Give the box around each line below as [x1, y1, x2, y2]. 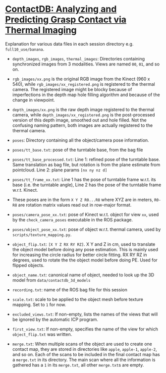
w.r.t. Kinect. [12, 187, 38, 193]
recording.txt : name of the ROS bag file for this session [12, 286, 127, 293]
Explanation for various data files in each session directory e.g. [5, 41, 134, 47]
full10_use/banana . [5, 46, 45, 52]
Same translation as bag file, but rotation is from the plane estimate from [12, 161, 161, 167]
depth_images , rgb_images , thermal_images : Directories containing [12, 55, 145, 61]
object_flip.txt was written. [12, 331, 72, 337]
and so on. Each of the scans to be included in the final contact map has [12, 351, 160, 357]
